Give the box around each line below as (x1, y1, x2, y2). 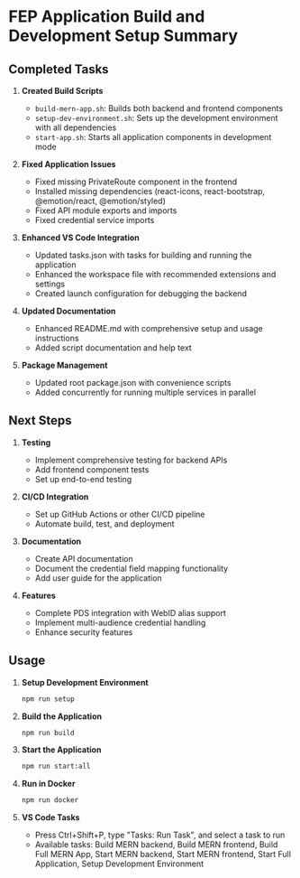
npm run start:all (21, 761, 91, 771)
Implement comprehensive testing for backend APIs (34, 454, 228, 465)
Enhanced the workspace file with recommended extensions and (34, 269, 277, 279)
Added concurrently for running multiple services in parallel (34, 387, 257, 397)
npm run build (21, 728, 75, 737)
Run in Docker (21, 779, 76, 789)
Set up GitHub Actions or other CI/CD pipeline (34, 509, 205, 519)
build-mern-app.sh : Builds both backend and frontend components (34, 103, 284, 114)
